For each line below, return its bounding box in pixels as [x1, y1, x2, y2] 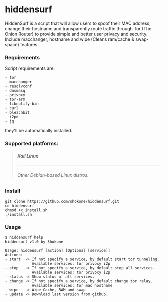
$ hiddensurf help [5, 235, 43, 240]
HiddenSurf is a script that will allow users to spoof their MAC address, [5, 20, 151, 26]
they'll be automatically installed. [5, 128, 73, 134]
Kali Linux [17, 153, 39, 159]
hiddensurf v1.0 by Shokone [5, 239, 64, 244]
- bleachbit [5, 110, 30, 115]
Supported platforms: [5, 140, 59, 147]
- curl [5, 106, 19, 111]
